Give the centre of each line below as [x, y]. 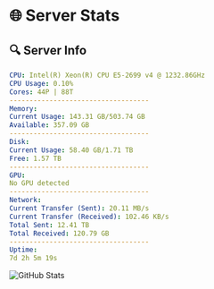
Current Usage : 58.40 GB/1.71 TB [71, 150]
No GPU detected [39, 183]
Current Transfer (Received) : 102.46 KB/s [89, 217]
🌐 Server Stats [65, 16]
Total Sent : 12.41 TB [49, 225]
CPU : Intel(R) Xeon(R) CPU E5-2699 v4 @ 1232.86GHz [107, 75]
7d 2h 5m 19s [33, 259]
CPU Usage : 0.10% [41, 83]
